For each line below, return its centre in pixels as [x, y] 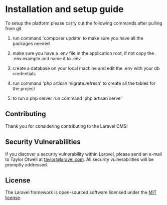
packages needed [31, 43]
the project [24, 88]
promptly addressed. [27, 164]
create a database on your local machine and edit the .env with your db [86, 68]
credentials [24, 73]
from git [13, 28]
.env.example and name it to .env [47, 58]
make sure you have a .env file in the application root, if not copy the [83, 53]
